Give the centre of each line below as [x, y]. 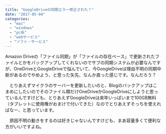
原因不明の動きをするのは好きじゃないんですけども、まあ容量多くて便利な [85, 120]
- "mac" [18, 23]
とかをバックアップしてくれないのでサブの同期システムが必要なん [85, 63]
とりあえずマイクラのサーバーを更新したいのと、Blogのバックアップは [81, 85]
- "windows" [22, 28]
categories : [17, 19]
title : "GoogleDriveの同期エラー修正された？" [50, 10]
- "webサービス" [25, 37]
